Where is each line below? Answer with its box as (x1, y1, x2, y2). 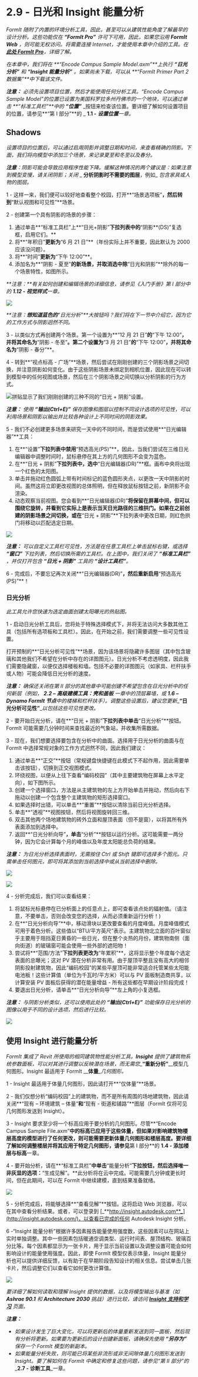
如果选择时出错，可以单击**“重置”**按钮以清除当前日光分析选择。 (14, 801, 174, 809)
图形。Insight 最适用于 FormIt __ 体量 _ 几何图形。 (11, 1067, 127, 1074)
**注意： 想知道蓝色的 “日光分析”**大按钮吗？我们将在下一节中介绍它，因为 (6, 311, 186, 318)
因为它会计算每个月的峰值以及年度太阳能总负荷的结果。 (25, 838, 159, 845)
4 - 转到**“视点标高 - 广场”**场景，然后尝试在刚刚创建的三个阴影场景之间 (6, 358, 184, 366)
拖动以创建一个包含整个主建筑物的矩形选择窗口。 (14, 794, 133, 801)
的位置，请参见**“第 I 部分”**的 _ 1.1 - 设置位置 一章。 (6, 110, 134, 117)
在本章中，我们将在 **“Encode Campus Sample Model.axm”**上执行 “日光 (6, 60, 188, 68)
